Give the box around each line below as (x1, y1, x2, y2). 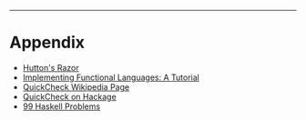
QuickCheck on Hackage (22, 91, 117, 102)
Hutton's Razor (22, 62, 79, 73)
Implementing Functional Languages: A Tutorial (22, 72, 200, 83)
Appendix (9, 33, 85, 53)
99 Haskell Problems (22, 101, 101, 112)
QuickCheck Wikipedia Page (22, 81, 130, 92)
